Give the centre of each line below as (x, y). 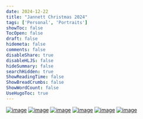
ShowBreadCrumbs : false (35, 83)
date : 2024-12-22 (27, 11)
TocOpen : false (25, 33)
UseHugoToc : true (27, 93)
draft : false (22, 39)
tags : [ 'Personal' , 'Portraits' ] (47, 22)
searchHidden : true (30, 72)
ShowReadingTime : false (35, 77)
